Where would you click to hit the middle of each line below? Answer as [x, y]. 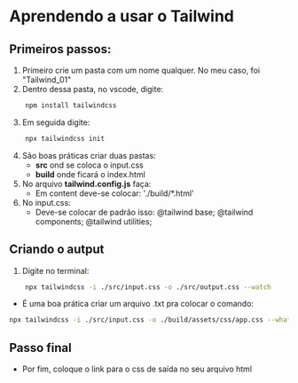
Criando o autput [57, 250]
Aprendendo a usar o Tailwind [122, 16]
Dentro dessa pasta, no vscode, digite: [93, 89]
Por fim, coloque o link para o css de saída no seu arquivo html [137, 369]
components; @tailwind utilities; [94, 221]
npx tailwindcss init [65, 138]
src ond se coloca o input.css [89, 165]
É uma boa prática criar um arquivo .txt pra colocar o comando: [138, 304]
